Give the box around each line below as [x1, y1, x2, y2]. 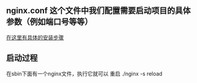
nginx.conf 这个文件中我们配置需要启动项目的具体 [6, 5, 191, 16]
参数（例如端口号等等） [6, 17, 93, 27]
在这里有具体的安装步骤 [6, 33, 64, 41]
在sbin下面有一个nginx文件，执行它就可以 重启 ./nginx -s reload [6, 70, 163, 77]
